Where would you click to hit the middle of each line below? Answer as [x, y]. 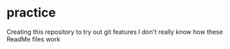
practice [31, 13]
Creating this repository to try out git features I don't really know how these [115, 32]
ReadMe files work [34, 39]
